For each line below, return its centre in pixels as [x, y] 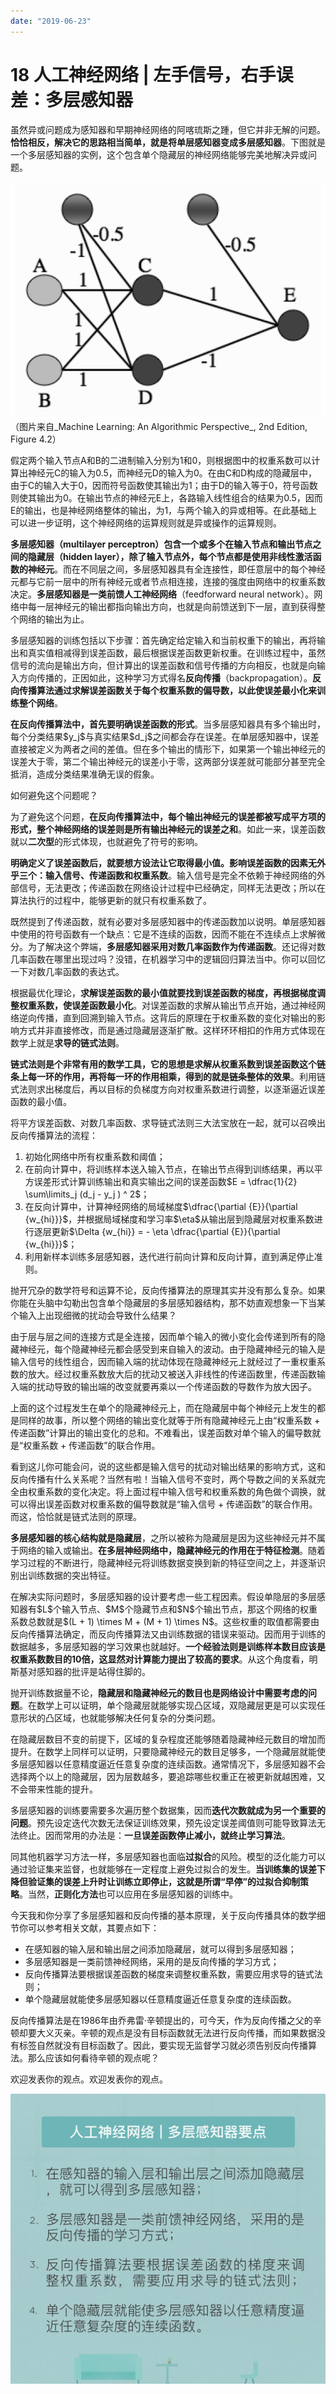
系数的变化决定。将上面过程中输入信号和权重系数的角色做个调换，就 [185, 1492]
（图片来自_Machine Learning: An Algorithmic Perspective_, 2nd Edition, [159, 427]
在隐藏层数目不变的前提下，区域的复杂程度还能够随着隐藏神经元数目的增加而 [168, 1739]
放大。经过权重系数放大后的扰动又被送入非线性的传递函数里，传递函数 [172, 1374]
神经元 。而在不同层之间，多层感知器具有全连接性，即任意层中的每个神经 [176, 569]
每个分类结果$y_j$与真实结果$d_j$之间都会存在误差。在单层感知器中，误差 [165, 737]
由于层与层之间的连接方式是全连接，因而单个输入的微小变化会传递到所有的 [163, 1337]
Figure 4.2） [36, 439]
